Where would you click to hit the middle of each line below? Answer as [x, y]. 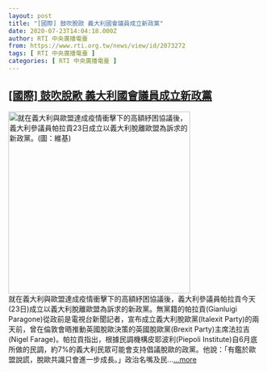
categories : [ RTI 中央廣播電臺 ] [63, 61]
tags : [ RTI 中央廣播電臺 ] [52, 53]
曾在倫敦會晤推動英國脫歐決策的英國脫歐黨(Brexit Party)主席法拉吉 [140, 329]
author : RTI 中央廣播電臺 [48, 38]
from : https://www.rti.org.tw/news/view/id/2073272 [97, 46]
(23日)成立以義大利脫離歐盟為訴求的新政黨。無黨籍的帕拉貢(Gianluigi [123, 309]
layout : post [30, 16]
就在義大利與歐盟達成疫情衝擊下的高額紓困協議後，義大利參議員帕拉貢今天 [132, 298]
